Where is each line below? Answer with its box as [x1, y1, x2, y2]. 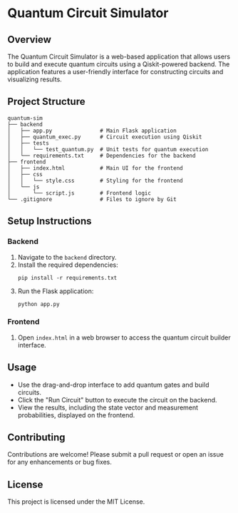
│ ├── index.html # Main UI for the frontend [7, 164, 183, 172]
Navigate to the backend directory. [17, 253, 117, 261]
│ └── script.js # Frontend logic [7, 189, 152, 197]
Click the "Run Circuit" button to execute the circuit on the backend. [17, 395, 217, 404]
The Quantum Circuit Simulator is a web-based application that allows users [7, 52, 230, 61]
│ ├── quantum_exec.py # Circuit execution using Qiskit [7, 133, 202, 141]
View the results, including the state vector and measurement [17, 403, 198, 412]
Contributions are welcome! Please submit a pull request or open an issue [7, 450, 224, 459]
